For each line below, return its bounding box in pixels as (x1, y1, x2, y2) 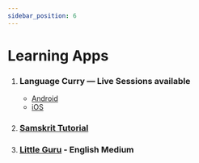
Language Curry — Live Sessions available (19, 75, 191, 86)
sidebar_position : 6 (7, 11, 78, 20)
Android (31, 94, 58, 103)
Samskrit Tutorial (19, 123, 89, 134)
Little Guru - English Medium (19, 144, 134, 155)
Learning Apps (7, 46, 109, 65)
